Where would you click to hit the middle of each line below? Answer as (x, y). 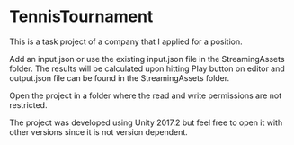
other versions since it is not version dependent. (99, 131)
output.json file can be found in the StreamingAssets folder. (120, 77)
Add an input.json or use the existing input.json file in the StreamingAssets (147, 59)
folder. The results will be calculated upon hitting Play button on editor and (147, 68)
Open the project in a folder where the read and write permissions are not (146, 95)
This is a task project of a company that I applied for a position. (126, 41)
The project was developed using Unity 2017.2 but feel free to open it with (146, 122)
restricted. (28, 104)
